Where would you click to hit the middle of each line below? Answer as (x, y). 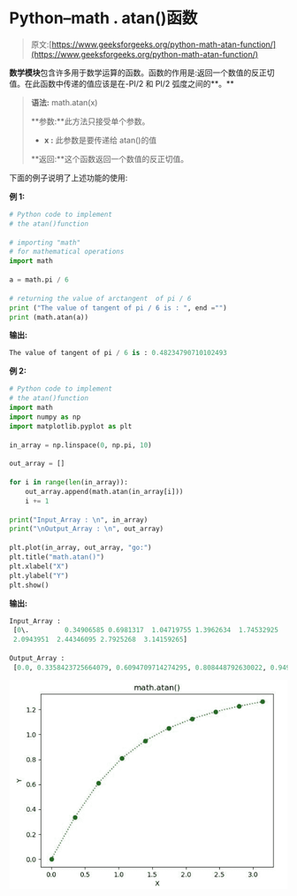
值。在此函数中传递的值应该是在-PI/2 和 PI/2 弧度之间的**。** (122, 83)
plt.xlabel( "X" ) (39, 566)
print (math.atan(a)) (49, 317)
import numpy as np (45, 417)
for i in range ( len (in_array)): (69, 483)
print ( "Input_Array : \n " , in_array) (79, 520)
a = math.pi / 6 (39, 280)
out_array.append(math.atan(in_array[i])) (104, 491)
